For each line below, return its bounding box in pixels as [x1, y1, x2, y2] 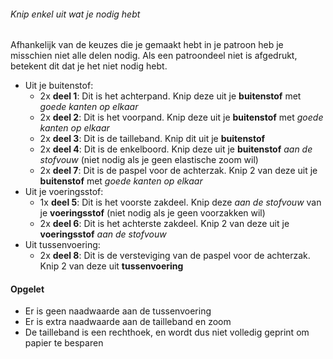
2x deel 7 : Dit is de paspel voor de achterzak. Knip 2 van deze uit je [39, 165, 318, 177]
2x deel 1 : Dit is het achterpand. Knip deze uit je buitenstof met [39, 90, 302, 102]
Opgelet [10, 283, 45, 295]
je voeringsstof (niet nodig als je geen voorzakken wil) [39, 207, 266, 219]
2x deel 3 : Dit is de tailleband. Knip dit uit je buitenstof [39, 133, 266, 145]
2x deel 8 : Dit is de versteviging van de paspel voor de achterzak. [39, 250, 311, 262]
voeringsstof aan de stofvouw [39, 228, 167, 240]
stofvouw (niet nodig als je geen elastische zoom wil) [39, 154, 259, 166]
